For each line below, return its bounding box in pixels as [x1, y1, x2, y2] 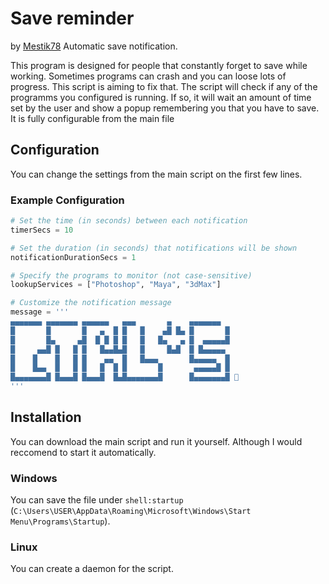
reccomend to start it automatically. [10, 446, 157, 458]
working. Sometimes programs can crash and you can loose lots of [10, 70, 287, 82]
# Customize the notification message [10, 298, 172, 308]
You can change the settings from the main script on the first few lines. [10, 168, 303, 180]
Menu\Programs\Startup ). [10, 515, 111, 527]
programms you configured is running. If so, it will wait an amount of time [10, 91, 312, 103]
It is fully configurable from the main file [10, 112, 175, 124]
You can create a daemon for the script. [10, 563, 174, 575]
